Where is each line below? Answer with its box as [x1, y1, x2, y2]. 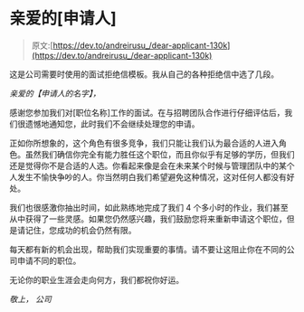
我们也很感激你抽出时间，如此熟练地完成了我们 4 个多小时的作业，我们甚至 [9, 202, 289, 213]
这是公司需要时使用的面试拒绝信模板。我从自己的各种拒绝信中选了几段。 [9, 69, 279, 80]
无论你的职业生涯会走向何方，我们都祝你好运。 [9, 274, 184, 285]
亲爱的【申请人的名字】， [9, 88, 101, 99]
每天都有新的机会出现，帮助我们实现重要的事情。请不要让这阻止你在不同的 [9, 243, 287, 254]
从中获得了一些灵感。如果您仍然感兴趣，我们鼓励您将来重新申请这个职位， [9, 213, 287, 224]
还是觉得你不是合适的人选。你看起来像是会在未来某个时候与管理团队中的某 [9, 160, 287, 171]
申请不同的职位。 [16, 255, 81, 266]
